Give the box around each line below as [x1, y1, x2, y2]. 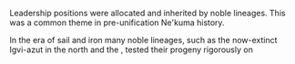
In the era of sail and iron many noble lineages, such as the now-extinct [9, 35, 278, 45]
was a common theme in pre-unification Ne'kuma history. [9, 17, 225, 28]
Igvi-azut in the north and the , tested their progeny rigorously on [9, 44, 253, 55]
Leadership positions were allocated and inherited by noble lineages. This [9, 8, 286, 18]
